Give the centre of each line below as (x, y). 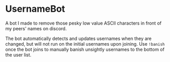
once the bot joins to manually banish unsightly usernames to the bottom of (85, 49)
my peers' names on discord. (36, 28)
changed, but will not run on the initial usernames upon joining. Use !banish (85, 44)
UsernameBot (35, 9)
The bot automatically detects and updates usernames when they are (79, 38)
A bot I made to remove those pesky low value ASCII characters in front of (83, 23)
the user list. (18, 55)
